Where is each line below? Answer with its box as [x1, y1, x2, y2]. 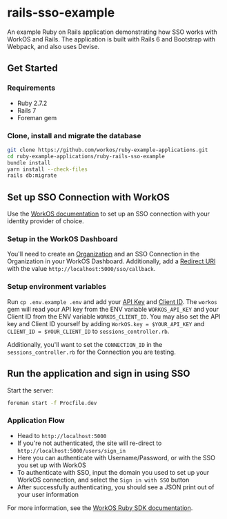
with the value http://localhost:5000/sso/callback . [7, 265, 156, 273]
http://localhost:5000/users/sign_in [17, 447, 126, 454]
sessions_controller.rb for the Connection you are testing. [7, 348, 176, 356]
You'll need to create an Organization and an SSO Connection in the [7, 250, 200, 258]
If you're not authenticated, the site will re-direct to [17, 439, 162, 447]
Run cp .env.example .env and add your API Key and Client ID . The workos [7, 297, 217, 305]
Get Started [7, 62, 58, 74]
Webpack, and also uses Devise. [7, 42, 100, 50]
